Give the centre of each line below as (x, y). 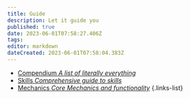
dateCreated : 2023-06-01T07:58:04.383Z (66, 53)
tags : (15, 40)
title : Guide (26, 14)
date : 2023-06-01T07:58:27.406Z (55, 33)
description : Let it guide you (53, 20)
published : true (31, 27)
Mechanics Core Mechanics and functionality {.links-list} (100, 88)
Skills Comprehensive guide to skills (69, 80)
